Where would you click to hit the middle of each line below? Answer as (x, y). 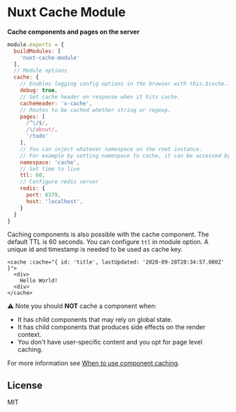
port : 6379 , (43, 195)
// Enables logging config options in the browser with (104, 84)
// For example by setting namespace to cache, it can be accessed (120, 155)
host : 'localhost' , (54, 201)
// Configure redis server (59, 182)
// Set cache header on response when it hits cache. (100, 97)
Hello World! (39, 281)
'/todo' (37, 136)
